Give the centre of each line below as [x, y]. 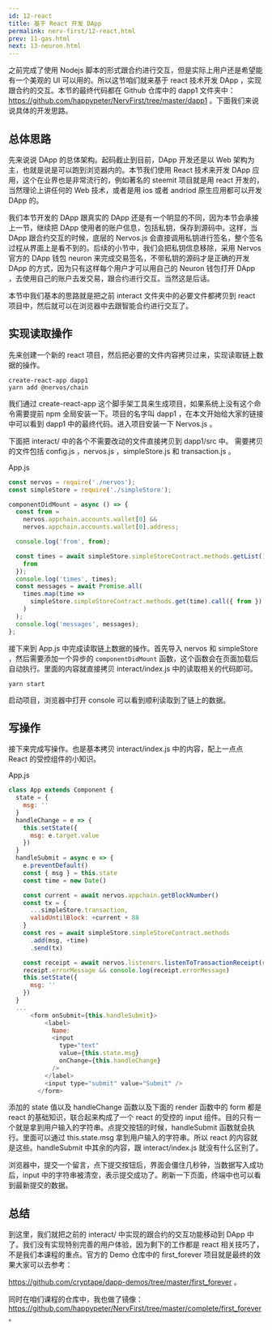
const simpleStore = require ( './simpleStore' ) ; [90, 490]
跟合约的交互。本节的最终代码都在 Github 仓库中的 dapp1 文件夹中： [122, 91]
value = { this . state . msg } [99, 1053]
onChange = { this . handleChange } [110, 1061]
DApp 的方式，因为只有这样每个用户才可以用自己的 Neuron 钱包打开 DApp [132, 268]
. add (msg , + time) [59, 940]
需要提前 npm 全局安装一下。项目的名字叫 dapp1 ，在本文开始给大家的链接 [139, 414]
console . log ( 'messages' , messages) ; [77, 624]
